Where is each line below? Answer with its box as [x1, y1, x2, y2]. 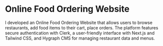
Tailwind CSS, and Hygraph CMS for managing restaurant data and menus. [5, 35, 155, 41]
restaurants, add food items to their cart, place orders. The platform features [5, 24, 159, 30]
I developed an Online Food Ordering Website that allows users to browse [5, 20, 153, 25]
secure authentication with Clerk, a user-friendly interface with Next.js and [5, 30, 155, 36]
